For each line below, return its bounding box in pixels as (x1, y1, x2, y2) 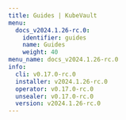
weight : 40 (22, 48, 59, 56)
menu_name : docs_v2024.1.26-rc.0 (8, 56, 119, 64)
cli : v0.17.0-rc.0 (15, 70, 77, 78)
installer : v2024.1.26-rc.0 (15, 77, 109, 85)
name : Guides (22, 41, 66, 49)
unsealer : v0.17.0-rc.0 (15, 92, 94, 100)
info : (8, 63, 26, 71)
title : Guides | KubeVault (8, 11, 97, 20)
